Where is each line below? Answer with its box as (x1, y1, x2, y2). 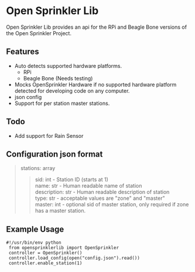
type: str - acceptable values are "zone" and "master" (35, 195, 165, 202)
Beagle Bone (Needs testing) (23, 74, 93, 81)
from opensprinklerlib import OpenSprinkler (8, 245, 119, 251)
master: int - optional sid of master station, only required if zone (35, 201, 189, 208)
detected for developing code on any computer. (14, 87, 130, 94)
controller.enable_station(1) (8, 260, 83, 266)
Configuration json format (6, 149, 103, 159)
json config (14, 93, 42, 100)
